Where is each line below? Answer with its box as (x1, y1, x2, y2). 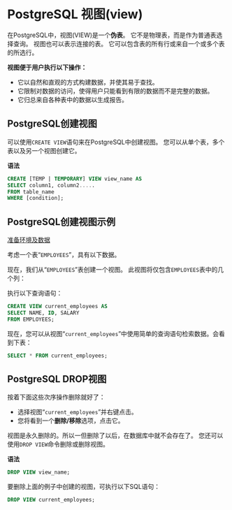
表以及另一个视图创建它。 (7, 146, 81, 154)
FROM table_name (7, 188, 55, 196)
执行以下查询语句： (7, 289, 63, 298)
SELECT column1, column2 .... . (7, 182, 96, 189)
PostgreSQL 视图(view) (7, 6, 143, 22)
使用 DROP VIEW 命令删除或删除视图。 (7, 440, 110, 449)
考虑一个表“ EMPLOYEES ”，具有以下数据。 (7, 251, 121, 259)
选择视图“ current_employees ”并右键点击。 (17, 408, 138, 416)
